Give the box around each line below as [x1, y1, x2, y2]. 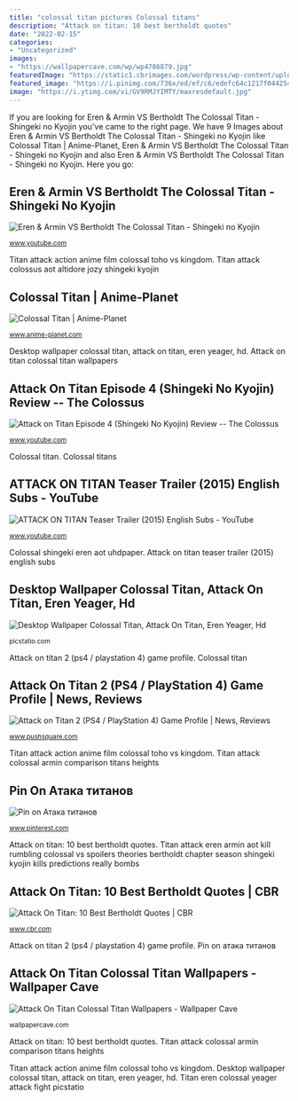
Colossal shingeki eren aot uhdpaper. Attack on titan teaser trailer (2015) [9, 547, 274, 557]
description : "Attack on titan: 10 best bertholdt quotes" [9, 21, 232, 30]
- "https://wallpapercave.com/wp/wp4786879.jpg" [9, 63, 192, 72]
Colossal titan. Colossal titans [9, 451, 117, 461]
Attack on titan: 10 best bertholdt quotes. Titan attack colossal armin [9, 1035, 259, 1047]
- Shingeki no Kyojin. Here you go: [9, 159, 135, 169]
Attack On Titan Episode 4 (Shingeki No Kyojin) [9, 381, 275, 396]
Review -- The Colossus [9, 395, 145, 410]
